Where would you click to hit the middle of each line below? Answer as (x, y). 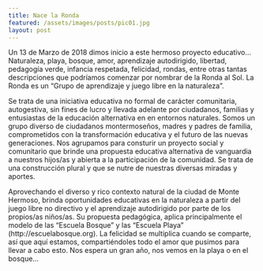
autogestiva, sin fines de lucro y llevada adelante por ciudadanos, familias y (131, 110)
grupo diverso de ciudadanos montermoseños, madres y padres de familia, (130, 126)
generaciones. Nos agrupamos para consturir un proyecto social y (116, 143)
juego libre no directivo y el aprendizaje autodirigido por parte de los (120, 209)
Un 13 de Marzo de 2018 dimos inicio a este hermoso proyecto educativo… (130, 53)
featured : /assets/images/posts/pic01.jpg (79, 23)
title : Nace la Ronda (44, 15)
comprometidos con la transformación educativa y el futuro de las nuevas (128, 135)
